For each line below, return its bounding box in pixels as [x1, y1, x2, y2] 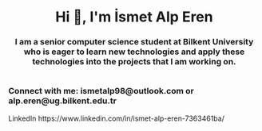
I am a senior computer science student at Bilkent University [14, 37, 254, 48]
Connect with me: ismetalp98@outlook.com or [8, 86, 194, 97]
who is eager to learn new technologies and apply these [23, 46, 245, 57]
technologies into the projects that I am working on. [31, 56, 237, 67]
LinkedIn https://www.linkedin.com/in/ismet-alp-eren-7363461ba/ [8, 114, 225, 123]
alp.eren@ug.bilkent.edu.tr [8, 95, 117, 106]
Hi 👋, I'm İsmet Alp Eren [55, 8, 213, 26]
